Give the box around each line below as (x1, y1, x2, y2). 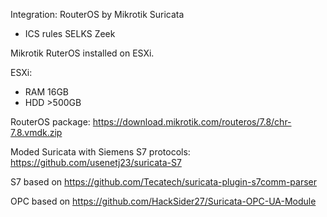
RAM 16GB (24, 86, 70, 98)
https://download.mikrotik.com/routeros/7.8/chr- (92, 116, 292, 128)
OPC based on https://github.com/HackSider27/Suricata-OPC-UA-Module (10, 195, 317, 207)
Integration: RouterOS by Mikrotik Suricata (10, 9, 185, 20)
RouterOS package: (10, 116, 91, 128)
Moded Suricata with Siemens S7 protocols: (10, 146, 191, 158)
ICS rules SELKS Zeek (24, 28, 116, 39)
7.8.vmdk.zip (10, 127, 63, 138)
